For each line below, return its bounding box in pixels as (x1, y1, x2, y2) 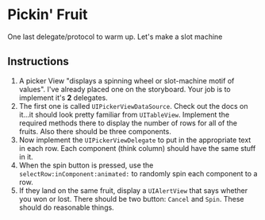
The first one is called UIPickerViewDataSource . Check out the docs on (18, 101, 248, 110)
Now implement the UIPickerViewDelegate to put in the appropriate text (18, 135, 252, 145)
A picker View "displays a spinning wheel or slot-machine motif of (18, 75, 235, 85)
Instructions (7, 55, 69, 68)
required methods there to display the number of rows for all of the (18, 118, 237, 128)
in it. (18, 152, 33, 161)
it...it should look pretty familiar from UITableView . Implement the (18, 110, 230, 119)
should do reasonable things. (18, 203, 114, 212)
